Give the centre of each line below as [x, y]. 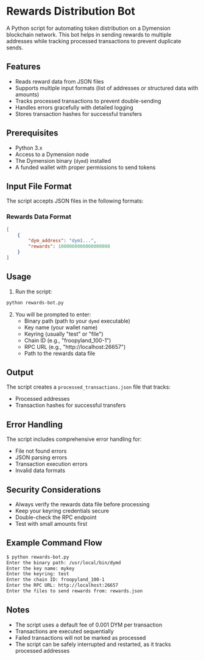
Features [23, 67]
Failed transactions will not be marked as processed [80, 637]
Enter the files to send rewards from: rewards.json [75, 591]
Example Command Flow [54, 543]
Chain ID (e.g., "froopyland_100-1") [68, 340]
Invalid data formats [40, 470]
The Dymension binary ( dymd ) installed [63, 160]
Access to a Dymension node [52, 154]
